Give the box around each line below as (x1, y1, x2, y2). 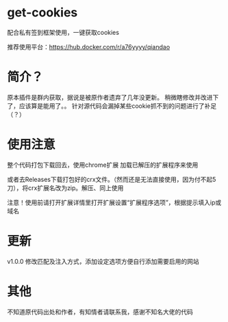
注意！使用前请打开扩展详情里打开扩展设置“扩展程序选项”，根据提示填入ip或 (7, 198, 222, 206)
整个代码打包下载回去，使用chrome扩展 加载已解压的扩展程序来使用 (7, 161, 199, 169)
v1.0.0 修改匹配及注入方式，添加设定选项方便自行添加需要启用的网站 (7, 257, 200, 265)
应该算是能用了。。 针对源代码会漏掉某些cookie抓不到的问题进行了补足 (18, 101, 217, 110)
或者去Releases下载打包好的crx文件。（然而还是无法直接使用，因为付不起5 (7, 175, 216, 183)
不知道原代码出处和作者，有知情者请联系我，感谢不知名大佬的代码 (7, 308, 193, 316)
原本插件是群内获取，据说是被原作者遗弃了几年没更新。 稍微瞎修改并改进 (7, 93, 213, 101)
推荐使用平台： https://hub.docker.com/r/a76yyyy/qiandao (7, 42, 170, 51)
